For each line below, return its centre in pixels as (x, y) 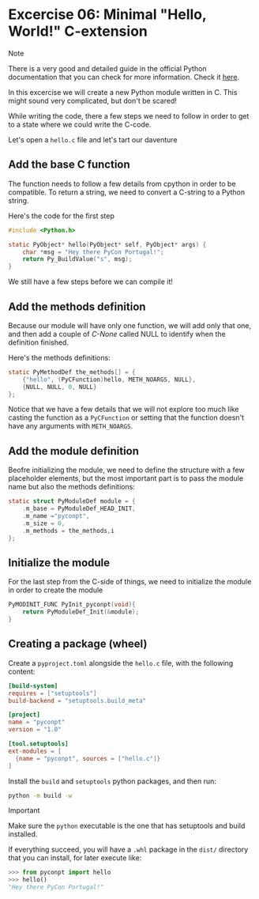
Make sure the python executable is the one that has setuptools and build (127, 826)
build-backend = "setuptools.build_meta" (77, 701)
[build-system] (33, 686)
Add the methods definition (77, 306)
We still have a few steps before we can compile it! (91, 281)
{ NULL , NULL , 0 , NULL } (60, 387)
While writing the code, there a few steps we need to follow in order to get (129, 115)
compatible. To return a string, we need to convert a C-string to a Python (127, 192)
